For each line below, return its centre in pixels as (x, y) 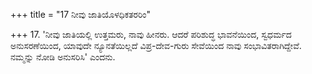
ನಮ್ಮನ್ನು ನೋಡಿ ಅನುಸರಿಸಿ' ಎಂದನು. (63, 57)
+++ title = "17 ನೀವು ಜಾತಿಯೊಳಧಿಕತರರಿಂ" (81, 14)
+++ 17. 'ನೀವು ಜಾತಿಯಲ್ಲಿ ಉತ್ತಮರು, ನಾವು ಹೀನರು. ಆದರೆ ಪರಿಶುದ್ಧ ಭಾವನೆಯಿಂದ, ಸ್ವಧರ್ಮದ (151, 34)
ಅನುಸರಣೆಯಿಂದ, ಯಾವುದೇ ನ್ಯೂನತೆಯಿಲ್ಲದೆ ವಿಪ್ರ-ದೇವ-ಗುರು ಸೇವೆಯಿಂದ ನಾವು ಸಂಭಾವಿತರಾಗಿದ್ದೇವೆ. (156, 45)
